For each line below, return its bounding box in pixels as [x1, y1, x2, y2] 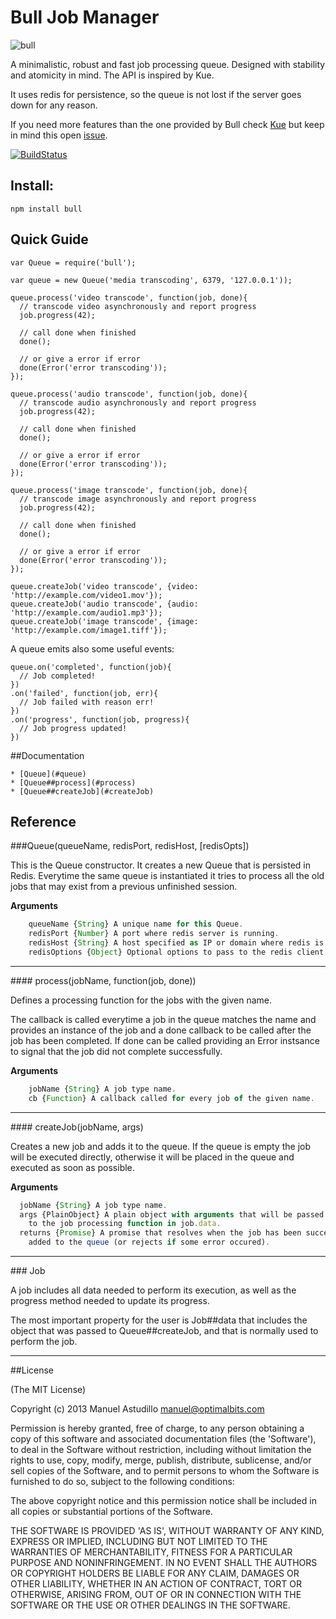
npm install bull [10, 204, 83, 214]
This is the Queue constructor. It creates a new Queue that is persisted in [10, 859, 312, 871]
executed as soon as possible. [10, 1161, 135, 1173]
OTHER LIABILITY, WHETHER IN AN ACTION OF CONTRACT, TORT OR [10, 1578, 302, 1590]
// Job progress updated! [19, 723, 128, 733]
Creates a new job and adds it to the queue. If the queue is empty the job [10, 1140, 311, 1152]
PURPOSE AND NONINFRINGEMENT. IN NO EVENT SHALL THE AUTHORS [10, 1557, 318, 1568]
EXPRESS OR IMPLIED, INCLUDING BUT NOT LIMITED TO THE [10, 1536, 268, 1547]
